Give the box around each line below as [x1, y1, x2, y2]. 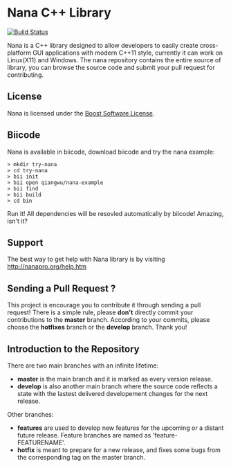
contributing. [7, 71, 44, 79]
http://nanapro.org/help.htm [7, 262, 87, 271]
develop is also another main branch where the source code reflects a [17, 382, 218, 390]
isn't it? [7, 217, 28, 225]
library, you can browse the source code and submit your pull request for [7, 63, 216, 71]
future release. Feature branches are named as [17, 431, 151, 439]
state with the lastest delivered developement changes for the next [17, 390, 208, 397]
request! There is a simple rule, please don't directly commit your [7, 308, 194, 316]
